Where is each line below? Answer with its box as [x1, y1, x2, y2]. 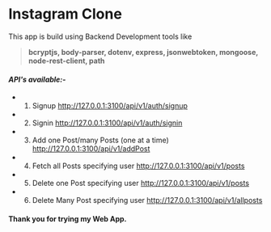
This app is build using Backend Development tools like [8, 32, 193, 41]
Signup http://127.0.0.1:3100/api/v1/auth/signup [32, 101, 188, 111]
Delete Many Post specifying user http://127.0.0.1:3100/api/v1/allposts [32, 196, 263, 205]
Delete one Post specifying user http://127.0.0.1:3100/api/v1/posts [32, 179, 249, 188]
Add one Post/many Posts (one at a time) [32, 135, 170, 146]
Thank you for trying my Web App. [8, 213, 127, 223]
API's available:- [8, 74, 66, 84]
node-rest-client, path [28, 56, 105, 65]
